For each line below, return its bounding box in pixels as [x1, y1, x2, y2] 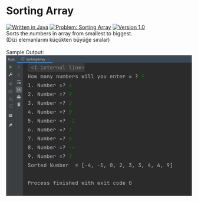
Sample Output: [6, 48, 44, 55]
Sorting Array [6, 4, 74, 18]
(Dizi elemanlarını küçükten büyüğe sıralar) [6, 36, 110, 43]
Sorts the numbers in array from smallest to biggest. [6, 29, 133, 37]
